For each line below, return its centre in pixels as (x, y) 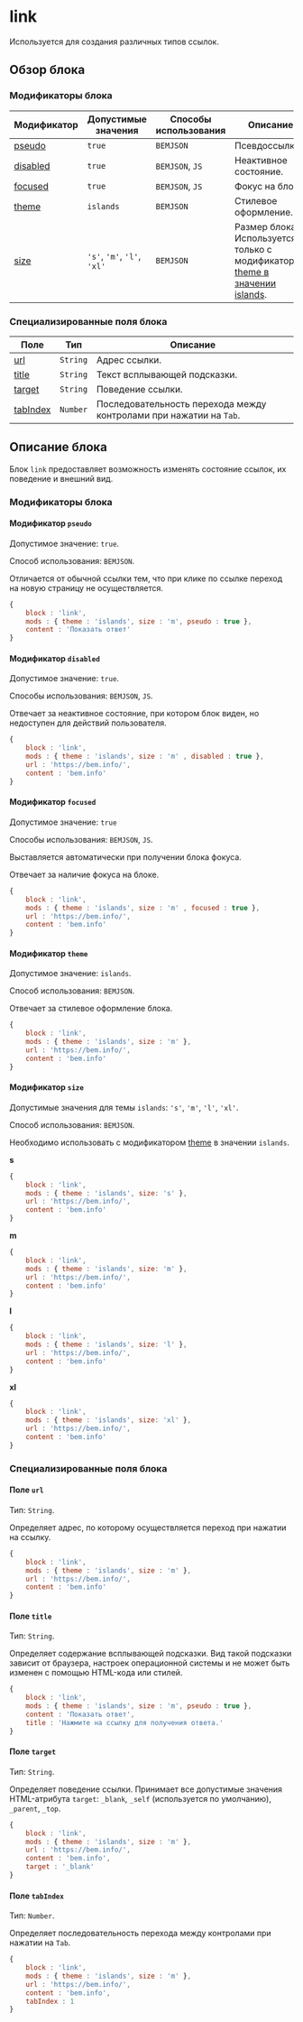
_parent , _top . (35, 1808)
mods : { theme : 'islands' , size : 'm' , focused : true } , (143, 908)
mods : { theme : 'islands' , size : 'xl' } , (109, 1420)
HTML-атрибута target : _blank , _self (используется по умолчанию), (141, 1798)
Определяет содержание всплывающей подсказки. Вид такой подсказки (151, 1654)
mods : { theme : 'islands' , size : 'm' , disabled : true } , (145, 757)
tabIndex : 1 (50, 2001)
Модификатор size (46, 1087)
